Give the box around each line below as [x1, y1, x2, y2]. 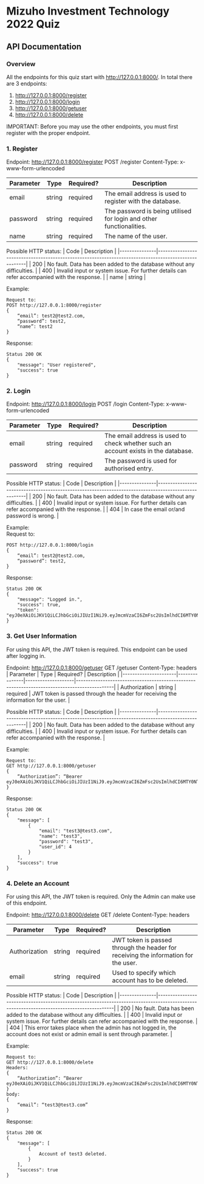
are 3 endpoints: [6, 80, 47, 87]
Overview [6, 60, 36, 68]
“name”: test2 [17, 324, 53, 330]
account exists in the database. [104, 447, 194, 455]
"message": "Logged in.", [17, 597, 83, 603]
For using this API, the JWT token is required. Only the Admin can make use [6, 893, 196, 901]
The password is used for [104, 457, 177, 465]
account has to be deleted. [112, 976, 188, 985]
